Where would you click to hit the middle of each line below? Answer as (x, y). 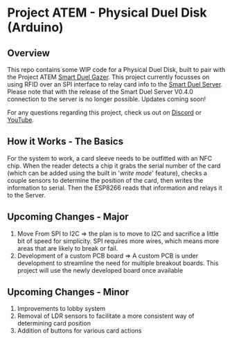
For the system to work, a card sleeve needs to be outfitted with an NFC (110, 158)
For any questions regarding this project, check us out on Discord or (105, 113)
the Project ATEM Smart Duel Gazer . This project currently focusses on (108, 77)
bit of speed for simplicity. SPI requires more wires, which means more (118, 241)
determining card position (54, 323)
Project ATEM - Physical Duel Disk (107, 13)
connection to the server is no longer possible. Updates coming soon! (107, 99)
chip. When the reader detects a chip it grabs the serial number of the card (114, 165)
